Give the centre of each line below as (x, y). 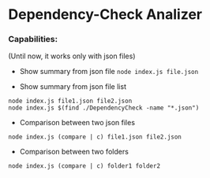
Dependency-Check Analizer (105, 15)
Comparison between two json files (77, 123)
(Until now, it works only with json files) (72, 56)
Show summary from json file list (73, 87)
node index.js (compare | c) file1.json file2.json (95, 137)
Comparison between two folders (74, 152)
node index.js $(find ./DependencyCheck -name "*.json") (104, 108)
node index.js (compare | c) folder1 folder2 (84, 166)
